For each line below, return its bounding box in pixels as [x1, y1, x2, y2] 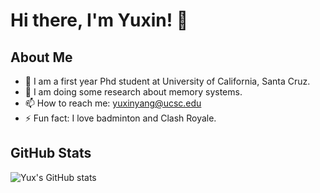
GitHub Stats [10, 145, 92, 162]
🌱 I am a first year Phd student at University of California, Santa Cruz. [24, 75, 311, 87]
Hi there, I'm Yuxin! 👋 [10, 9, 189, 32]
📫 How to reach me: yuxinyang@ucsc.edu [24, 97, 202, 109]
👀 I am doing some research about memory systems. [24, 86, 243, 98]
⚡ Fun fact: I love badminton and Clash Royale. [24, 112, 217, 124]
